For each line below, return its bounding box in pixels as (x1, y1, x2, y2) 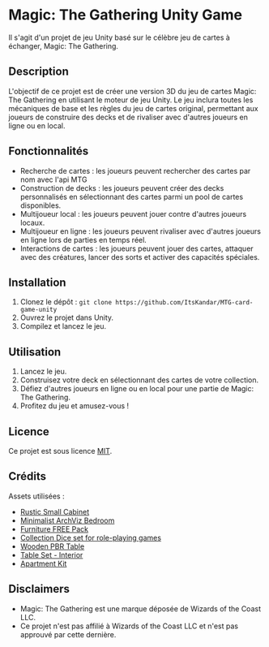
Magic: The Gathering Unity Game (8, 6, 243, 24)
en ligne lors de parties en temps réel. (19, 235, 147, 244)
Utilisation (8, 345, 62, 359)
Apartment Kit (19, 559, 67, 568)
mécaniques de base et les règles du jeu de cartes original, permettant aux (8, 103, 259, 113)
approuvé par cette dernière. (19, 629, 117, 639)
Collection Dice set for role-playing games (19, 533, 162, 542)
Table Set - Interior (19, 550, 83, 559)
